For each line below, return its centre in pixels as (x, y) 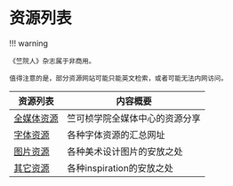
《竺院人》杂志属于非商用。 (52, 61)
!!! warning (29, 43)
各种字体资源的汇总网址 (116, 135)
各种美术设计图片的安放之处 (125, 151)
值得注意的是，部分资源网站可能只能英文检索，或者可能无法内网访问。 (119, 78)
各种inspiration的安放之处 (120, 167)
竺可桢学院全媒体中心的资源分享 (134, 118)
